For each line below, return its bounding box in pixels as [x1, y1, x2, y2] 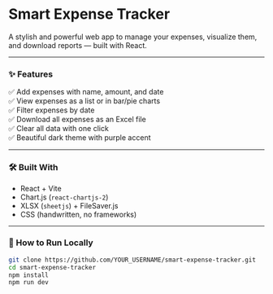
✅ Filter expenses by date [8, 105, 95, 115]
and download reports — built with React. [8, 40, 148, 50]
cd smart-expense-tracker [8, 263, 96, 271]
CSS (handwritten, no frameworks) [19, 209, 137, 219]
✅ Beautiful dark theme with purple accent [8, 133, 151, 143]
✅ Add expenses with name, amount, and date [8, 87, 164, 97]
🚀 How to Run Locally [8, 237, 93, 248]
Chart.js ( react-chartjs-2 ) [19, 192, 109, 202]
